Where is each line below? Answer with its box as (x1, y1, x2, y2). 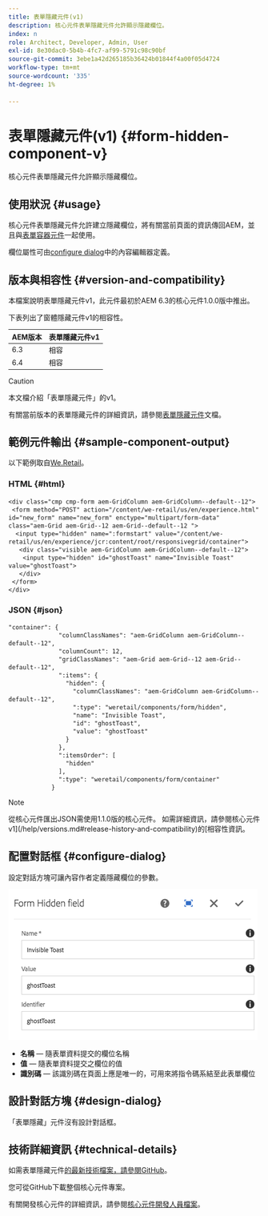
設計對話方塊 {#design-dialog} (8, 1094, 162, 1108)
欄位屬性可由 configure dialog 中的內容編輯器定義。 (8, 247, 174, 257)
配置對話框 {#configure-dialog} (8, 849, 166, 864)
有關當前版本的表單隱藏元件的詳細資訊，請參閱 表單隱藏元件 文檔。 (8, 409, 226, 419)
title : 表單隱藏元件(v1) (8, 13, 84, 21)
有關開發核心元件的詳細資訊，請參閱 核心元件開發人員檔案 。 (8, 1199, 205, 1209)
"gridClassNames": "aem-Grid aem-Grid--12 (58, 655, 202, 664)
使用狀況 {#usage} (8, 197, 102, 211)
